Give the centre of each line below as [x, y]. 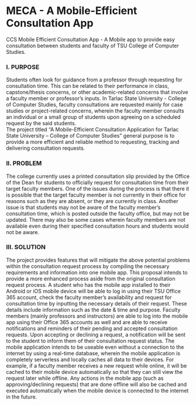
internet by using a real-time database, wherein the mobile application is [93, 353]
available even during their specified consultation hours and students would [97, 226]
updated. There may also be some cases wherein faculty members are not [96, 219]
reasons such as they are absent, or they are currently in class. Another [92, 201]
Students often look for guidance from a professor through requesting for [94, 80]
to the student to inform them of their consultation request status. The [90, 341]
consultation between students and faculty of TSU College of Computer [93, 46]
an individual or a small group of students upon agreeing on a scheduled [93, 117]
